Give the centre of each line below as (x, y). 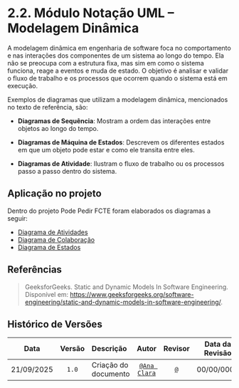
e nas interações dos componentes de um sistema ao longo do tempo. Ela (116, 56)
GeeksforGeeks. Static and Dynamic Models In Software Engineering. (127, 287)
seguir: (18, 218)
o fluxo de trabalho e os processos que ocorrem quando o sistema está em (117, 78)
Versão (73, 349)
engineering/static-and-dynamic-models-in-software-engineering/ (123, 302)
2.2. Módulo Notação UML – (91, 13)
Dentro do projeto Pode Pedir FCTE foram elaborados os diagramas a (109, 211)
